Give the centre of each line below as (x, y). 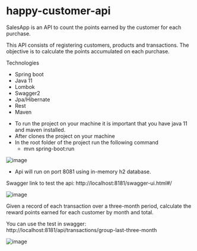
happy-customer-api (58, 11)
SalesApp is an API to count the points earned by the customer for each (94, 27)
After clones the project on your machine (65, 136)
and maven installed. (40, 130)
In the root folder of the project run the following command (87, 142)
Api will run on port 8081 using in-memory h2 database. (83, 171)
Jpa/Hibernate (32, 99)
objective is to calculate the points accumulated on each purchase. (88, 51)
